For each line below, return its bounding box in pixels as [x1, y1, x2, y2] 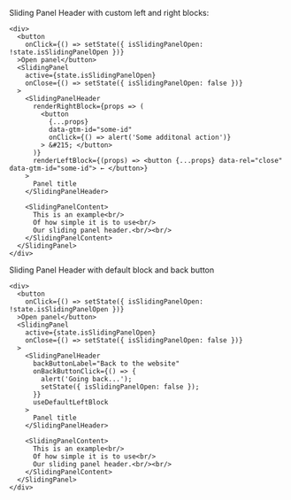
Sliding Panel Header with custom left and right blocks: [9, 8, 210, 18]
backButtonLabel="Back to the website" [32, 359, 180, 368]
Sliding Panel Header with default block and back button [9, 265, 215, 275]
